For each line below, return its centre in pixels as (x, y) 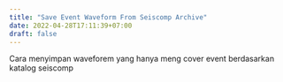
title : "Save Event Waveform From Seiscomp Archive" (108, 17)
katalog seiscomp (41, 68)
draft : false (33, 34)
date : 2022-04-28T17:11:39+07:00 (71, 26)
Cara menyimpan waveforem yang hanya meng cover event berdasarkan (142, 59)
